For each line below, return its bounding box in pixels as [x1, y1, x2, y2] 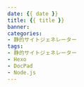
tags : [7, 43, 23, 50]
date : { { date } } [7, 10, 59, 18]
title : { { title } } [7, 17, 65, 24]
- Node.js [7, 69, 37, 76]
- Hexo [7, 56, 27, 63]
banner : [7, 23, 30, 30]
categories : [7, 29, 42, 37]
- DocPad [7, 62, 33, 69]
